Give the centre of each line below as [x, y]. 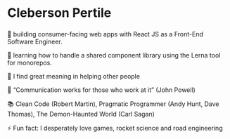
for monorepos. [30, 63]
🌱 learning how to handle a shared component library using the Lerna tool [114, 55]
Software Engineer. [35, 42]
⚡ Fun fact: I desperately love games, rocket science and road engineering [115, 128]
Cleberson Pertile [59, 13]
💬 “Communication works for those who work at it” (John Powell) [101, 90]
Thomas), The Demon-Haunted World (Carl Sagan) [81, 114]
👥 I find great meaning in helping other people [74, 77]
